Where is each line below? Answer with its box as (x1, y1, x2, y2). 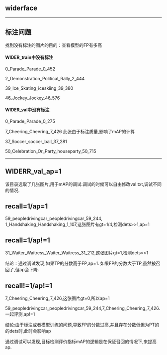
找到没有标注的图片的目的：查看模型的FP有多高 (5, 42, 102, 48)
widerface (5, 4, 38, 12)
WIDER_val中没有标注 (5, 107, 50, 113)
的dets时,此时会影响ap (5, 328, 51, 334)
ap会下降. (19, 267, 39, 273)
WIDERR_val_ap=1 (5, 167, 62, 176)
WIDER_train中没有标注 (5, 54, 54, 60)
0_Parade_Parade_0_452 (5, 66, 56, 72)
